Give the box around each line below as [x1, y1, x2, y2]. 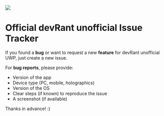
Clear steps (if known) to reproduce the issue [12, 90, 107, 96]
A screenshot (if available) [12, 96, 67, 102]
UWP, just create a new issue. [5, 54, 67, 61]
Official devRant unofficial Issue [5, 22, 143, 34]
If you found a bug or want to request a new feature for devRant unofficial [5, 49, 160, 55]
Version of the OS [12, 85, 50, 91]
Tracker [5, 33, 39, 44]
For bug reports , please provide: [5, 65, 73, 71]
